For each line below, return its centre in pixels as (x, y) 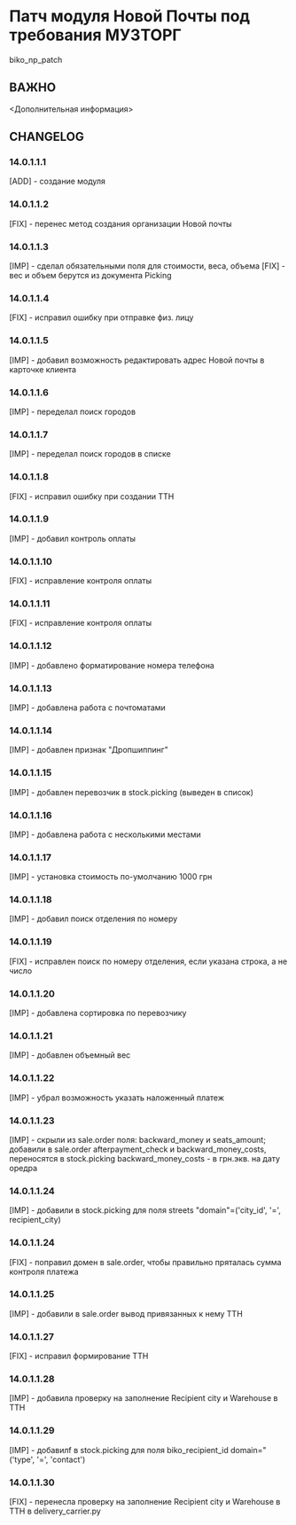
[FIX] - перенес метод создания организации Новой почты (121, 223)
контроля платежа (44, 1271)
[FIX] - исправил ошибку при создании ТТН (92, 496)
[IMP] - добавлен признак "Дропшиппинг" (89, 750)
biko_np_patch (36, 59)
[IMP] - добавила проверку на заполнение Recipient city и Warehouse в (144, 1398)
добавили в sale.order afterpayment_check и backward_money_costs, (138, 1149)
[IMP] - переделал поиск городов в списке (90, 454)
